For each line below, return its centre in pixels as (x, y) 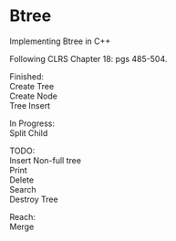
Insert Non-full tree (46, 160)
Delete (22, 180)
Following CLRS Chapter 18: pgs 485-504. (88, 58)
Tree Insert (30, 105)
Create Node (33, 96)
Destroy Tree (34, 199)
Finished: (26, 76)
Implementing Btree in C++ (60, 41)
